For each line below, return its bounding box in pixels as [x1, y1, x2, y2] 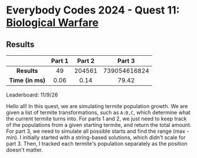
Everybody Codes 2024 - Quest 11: [6, 4, 180, 17]
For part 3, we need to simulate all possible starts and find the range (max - [6, 127, 189, 135]
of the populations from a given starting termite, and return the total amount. [6, 122, 192, 128]
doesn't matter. [6, 146, 43, 153]
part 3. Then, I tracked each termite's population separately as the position [6, 140, 188, 147]
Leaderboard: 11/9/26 [6, 92, 58, 98]
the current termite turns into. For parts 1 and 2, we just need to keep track [6, 115, 187, 122]
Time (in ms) [9, 76, 46, 84]
